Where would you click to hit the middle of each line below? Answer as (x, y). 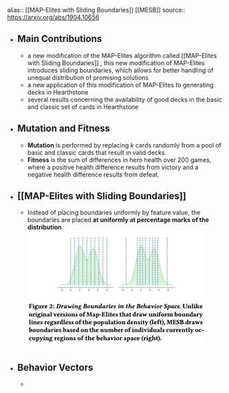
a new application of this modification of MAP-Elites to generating (120, 85)
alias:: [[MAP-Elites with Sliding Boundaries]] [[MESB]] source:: (96, 10)
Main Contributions (59, 39)
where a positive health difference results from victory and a (113, 167)
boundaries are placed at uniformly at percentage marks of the (118, 220)
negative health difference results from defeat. (93, 174)
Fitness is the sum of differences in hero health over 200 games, (119, 160)
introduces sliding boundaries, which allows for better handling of (120, 70)
